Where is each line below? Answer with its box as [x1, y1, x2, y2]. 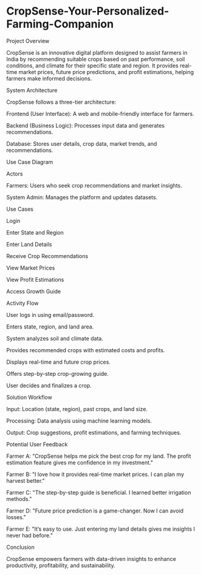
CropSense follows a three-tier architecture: [6, 98, 117, 106]
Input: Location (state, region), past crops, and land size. [6, 405, 148, 412]
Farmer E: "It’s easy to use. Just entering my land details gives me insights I [6, 525, 196, 532]
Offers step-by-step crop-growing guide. [6, 370, 109, 377]
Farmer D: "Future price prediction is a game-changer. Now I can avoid [6, 507, 184, 514]
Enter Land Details [6, 240, 53, 248]
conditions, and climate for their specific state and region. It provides [6, 62, 179, 69]
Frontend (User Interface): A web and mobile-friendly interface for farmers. [6, 110, 194, 117]
